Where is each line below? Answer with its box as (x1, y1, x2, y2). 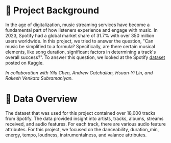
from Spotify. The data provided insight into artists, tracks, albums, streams (5, 115, 164, 121)
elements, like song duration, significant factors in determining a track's (5, 49, 156, 55)
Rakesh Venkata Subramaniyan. (5, 75, 73, 81)
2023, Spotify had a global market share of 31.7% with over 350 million (5, 32, 155, 38)
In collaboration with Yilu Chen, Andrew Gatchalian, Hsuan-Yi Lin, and (5, 69, 153, 76)
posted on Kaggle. (5, 59, 44, 66)
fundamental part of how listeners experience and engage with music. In (5, 27, 158, 33)
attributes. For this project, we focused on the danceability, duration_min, (5, 126, 159, 132)
